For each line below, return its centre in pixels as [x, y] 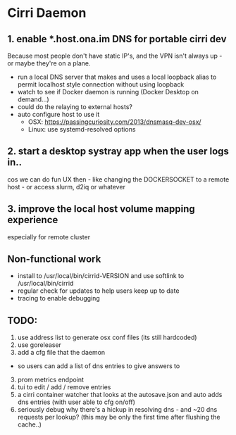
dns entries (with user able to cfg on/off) [76, 402]
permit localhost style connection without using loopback [101, 84]
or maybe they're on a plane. [49, 63]
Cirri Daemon [47, 13]
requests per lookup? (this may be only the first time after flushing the [119, 417]
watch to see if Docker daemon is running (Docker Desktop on [108, 92]
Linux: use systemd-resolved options [82, 129]
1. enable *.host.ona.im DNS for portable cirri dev [117, 39]
